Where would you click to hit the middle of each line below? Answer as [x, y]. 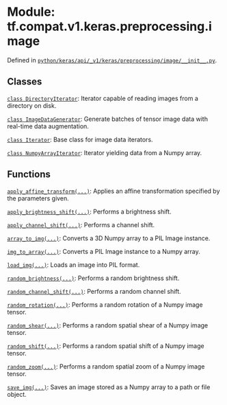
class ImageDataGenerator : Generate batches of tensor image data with [108, 119]
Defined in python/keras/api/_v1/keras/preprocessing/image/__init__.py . [112, 60]
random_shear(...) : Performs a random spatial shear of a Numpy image [108, 325]
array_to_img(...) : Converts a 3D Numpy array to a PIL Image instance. [109, 238]
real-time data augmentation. [48, 126]
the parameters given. [38, 198]
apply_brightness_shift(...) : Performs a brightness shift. [90, 211]
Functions [29, 175]
